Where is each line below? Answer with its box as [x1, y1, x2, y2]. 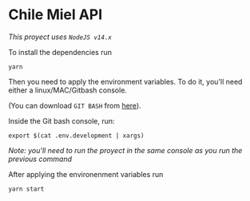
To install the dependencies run [8, 47, 112, 57]
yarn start [8, 185, 45, 193]
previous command [8, 154, 73, 164]
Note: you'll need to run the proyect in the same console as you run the [8, 145, 243, 155]
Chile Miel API [8, 6, 103, 24]
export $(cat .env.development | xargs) [8, 132, 145, 140]
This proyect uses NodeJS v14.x [8, 32, 112, 41]
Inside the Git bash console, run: [8, 116, 115, 125]
